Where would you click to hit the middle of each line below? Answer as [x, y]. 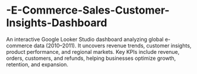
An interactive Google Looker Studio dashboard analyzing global [85, 39]
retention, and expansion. [37, 64]
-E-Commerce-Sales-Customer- [88, 10]
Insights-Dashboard [57, 23]
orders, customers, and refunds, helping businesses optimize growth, [91, 58]
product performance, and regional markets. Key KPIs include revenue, [93, 52]
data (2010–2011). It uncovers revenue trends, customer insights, [112, 46]
